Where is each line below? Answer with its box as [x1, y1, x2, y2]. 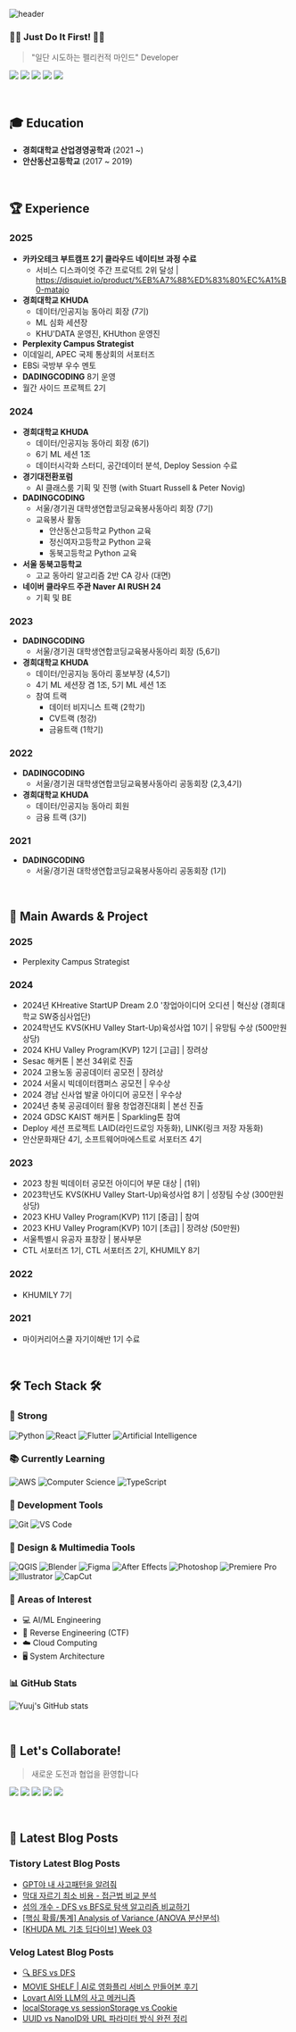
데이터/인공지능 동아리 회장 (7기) [35, 305, 150, 316]
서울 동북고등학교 [21, 559, 83, 570]
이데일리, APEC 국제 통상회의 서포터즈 [21, 348, 156, 359]
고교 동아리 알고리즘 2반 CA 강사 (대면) [35, 570, 171, 581]
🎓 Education [9, 115, 85, 130]
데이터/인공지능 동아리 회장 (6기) [35, 438, 150, 448]
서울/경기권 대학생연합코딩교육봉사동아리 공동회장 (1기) [35, 865, 227, 875]
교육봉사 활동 [35, 514, 82, 525]
